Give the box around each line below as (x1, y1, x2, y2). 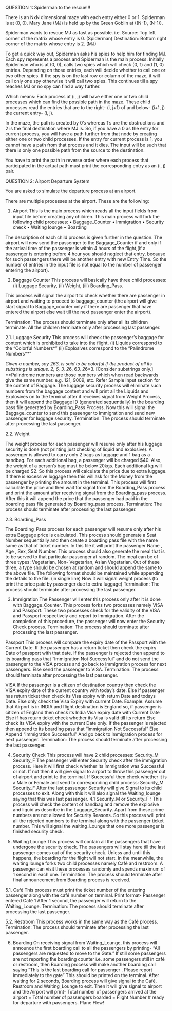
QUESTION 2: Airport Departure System (5, 178, 90, 184)
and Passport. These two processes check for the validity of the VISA (12, 607, 160, 613)
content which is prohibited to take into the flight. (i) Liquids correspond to (5, 340, 163, 346)
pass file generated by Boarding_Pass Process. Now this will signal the (5, 404, 155, 411)
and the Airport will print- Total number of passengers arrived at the (12, 989, 157, 995)
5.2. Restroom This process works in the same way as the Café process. (5, 918, 158, 925)
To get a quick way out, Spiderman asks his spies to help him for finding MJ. (5, 51, 167, 57)
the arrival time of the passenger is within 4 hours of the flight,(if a (5, 245, 146, 251)
